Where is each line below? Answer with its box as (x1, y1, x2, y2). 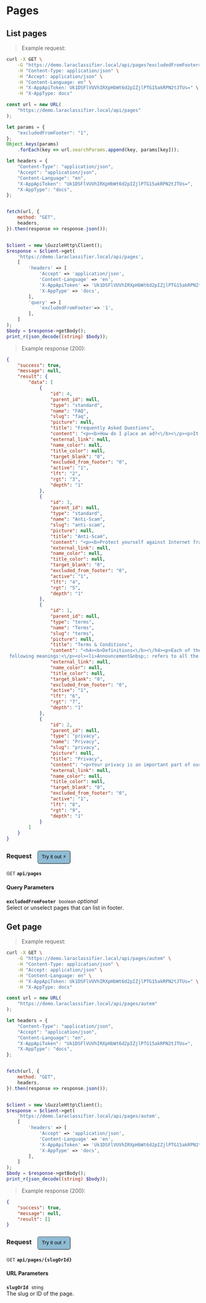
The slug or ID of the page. (6, 1289, 75, 1297)
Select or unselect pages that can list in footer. (6, 903, 124, 911)
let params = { (6, 124, 45, 130)
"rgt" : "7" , (50, 699, 81, 705)
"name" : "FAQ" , (50, 408, 89, 414)
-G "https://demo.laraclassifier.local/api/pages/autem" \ (17, 956, 172, 962)
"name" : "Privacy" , (50, 739, 100, 745)
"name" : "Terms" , (50, 624, 95, 631)
